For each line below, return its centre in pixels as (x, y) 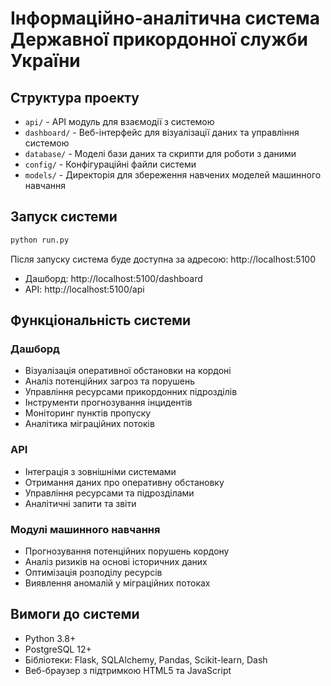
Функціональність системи (101, 320)
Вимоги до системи (75, 614)
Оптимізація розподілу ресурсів (93, 572)
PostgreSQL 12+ (58, 649)
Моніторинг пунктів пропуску (88, 413)
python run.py (40, 240)
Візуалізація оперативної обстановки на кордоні (128, 371)
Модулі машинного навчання (85, 529)
